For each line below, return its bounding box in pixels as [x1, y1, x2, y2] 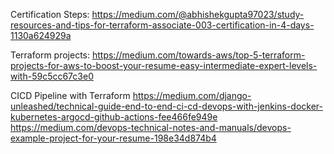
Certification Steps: [10, 9, 90, 20]
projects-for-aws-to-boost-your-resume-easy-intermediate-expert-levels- [10, 60, 318, 71]
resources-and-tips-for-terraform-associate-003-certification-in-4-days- [10, 19, 315, 31]
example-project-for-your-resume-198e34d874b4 [10, 132, 217, 144]
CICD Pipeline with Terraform [10, 90, 131, 101]
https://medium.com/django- [132, 90, 252, 101]
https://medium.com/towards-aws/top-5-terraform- [91, 49, 306, 61]
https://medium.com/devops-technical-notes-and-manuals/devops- [10, 122, 292, 133]
